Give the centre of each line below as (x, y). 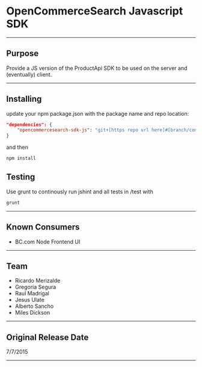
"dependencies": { (29, 125)
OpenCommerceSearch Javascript (95, 11)
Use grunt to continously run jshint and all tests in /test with (80, 192)
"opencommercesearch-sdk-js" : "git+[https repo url (83, 130)
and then (17, 147)
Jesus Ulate (30, 300)
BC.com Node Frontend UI (47, 242)
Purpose (23, 53)
